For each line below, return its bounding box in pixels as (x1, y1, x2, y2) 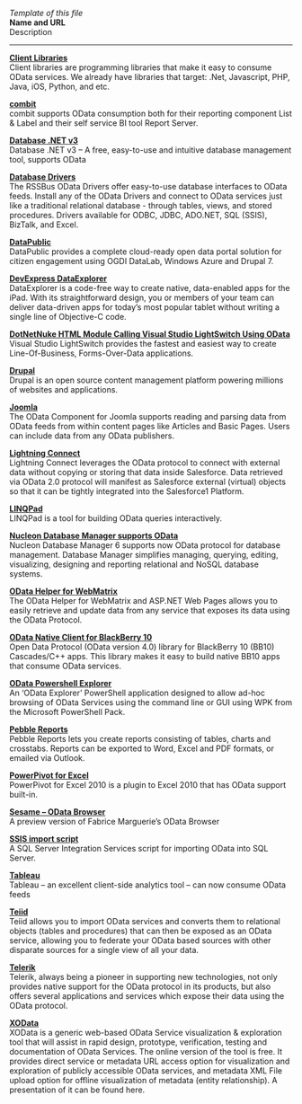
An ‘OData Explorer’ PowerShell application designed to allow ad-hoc (9, 687, 266, 698)
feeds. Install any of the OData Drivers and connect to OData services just (9, 190, 283, 201)
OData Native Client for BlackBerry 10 (9, 632, 153, 642)
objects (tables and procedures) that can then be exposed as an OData (9, 925, 272, 936)
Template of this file (9, 8, 84, 18)
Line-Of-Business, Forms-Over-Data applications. (9, 348, 194, 358)
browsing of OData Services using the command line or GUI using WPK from (9, 697, 293, 708)
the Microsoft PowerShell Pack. (9, 707, 126, 717)
